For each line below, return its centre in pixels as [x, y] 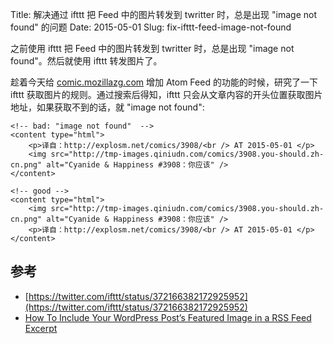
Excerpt [41, 328]
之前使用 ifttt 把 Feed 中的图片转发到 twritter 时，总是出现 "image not [152, 48]
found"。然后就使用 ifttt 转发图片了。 [86, 61]
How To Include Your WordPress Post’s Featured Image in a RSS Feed [168, 317]
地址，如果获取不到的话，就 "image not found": [107, 107]
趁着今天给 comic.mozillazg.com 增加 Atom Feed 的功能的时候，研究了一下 [164, 82]
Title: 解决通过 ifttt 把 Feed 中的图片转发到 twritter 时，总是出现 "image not [163, 14]
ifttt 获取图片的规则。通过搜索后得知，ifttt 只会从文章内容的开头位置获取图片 [166, 94]
